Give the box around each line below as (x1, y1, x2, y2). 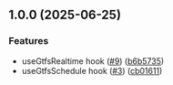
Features (8, 35, 49, 48)
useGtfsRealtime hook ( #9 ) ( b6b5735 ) (21, 55, 165, 67)
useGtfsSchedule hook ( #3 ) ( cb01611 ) (21, 65, 163, 76)
